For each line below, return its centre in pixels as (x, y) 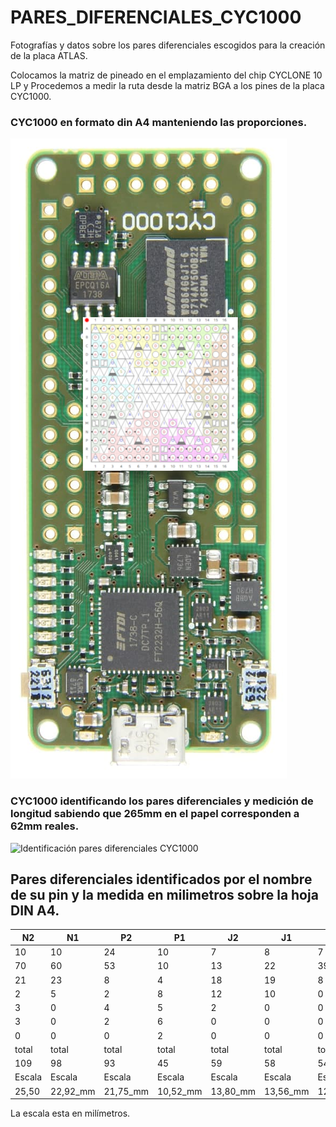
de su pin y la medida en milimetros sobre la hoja (164, 894)
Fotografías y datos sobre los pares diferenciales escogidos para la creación (168, 45)
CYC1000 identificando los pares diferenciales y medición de (162, 801)
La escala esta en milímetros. (70, 1113)
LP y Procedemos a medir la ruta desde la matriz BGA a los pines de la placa (167, 85)
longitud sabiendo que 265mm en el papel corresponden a (155, 814)
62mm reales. (45, 826)
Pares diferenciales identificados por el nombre (161, 879)
